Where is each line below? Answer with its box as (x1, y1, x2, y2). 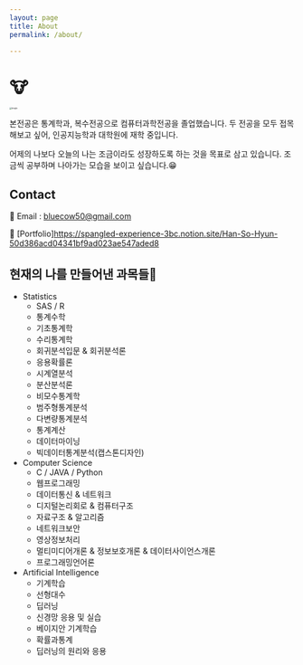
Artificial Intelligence (22, 566, 99, 577)
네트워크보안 (35, 522, 80, 534)
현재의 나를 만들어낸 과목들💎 (9, 266, 157, 281)
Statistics (22, 290, 58, 301)
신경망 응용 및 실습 (35, 612, 102, 622)
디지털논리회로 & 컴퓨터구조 (35, 499, 134, 511)
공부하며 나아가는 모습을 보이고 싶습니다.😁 (25, 160, 177, 171)
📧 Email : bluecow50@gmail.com (9, 211, 132, 222)
